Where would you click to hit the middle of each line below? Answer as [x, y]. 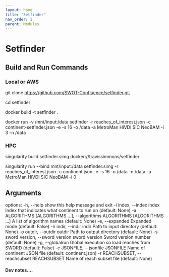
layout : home [19, 10]
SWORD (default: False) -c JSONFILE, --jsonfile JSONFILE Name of [75, 248]
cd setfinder [18, 102]
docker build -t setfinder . [32, 112]
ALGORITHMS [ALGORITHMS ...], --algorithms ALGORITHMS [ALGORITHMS [84, 216]
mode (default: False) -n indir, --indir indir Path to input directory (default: [81, 227]
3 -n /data [16, 133]
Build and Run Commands [47, 67]
